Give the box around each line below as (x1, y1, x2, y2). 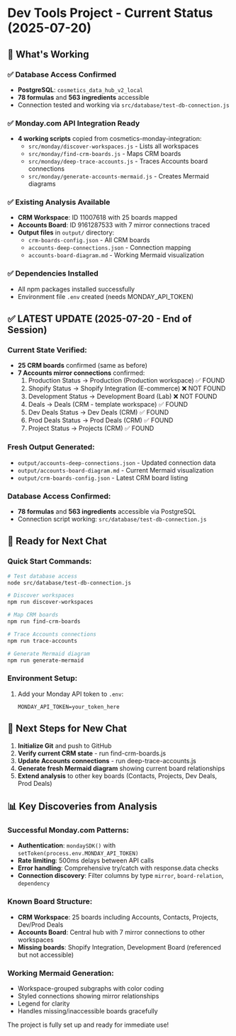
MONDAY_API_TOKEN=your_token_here (17, 703, 120, 710)
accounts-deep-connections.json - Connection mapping (28, 243, 191, 252)
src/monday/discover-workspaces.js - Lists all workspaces (28, 142, 199, 150)
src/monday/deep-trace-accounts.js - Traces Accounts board (28, 157, 208, 166)
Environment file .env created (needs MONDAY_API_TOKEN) (17, 292, 193, 300)
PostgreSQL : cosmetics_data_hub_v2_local (17, 85, 143, 94)
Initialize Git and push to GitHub (17, 741, 112, 750)
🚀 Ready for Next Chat (7, 535, 108, 547)
